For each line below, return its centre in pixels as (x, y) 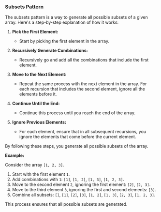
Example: (15, 155)
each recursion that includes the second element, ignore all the (82, 89)
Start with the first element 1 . (41, 174)
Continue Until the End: (36, 104)
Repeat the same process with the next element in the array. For (83, 84)
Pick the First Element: (35, 32)
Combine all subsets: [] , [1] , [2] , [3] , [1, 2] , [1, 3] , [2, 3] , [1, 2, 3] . (84, 195)
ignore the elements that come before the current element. (78, 137)
